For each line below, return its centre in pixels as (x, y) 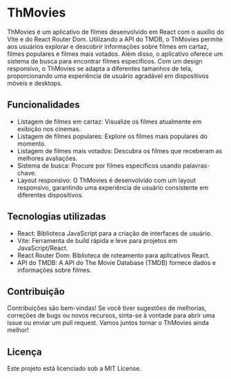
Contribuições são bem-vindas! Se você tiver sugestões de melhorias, (107, 308)
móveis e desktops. (35, 83)
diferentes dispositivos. (50, 195)
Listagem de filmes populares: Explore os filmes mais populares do (112, 136)
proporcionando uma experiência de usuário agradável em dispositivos (108, 76)
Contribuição (36, 291)
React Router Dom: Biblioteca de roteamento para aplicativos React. (113, 255)
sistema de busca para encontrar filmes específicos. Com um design (105, 61)
